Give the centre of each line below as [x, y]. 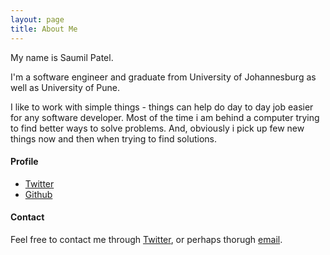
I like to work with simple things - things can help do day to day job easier [162, 107]
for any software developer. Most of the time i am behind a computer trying [165, 117]
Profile [24, 162]
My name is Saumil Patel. [62, 57]
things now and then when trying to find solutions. [113, 138]
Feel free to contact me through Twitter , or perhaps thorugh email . [146, 239]
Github [38, 194]
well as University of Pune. [65, 87]
